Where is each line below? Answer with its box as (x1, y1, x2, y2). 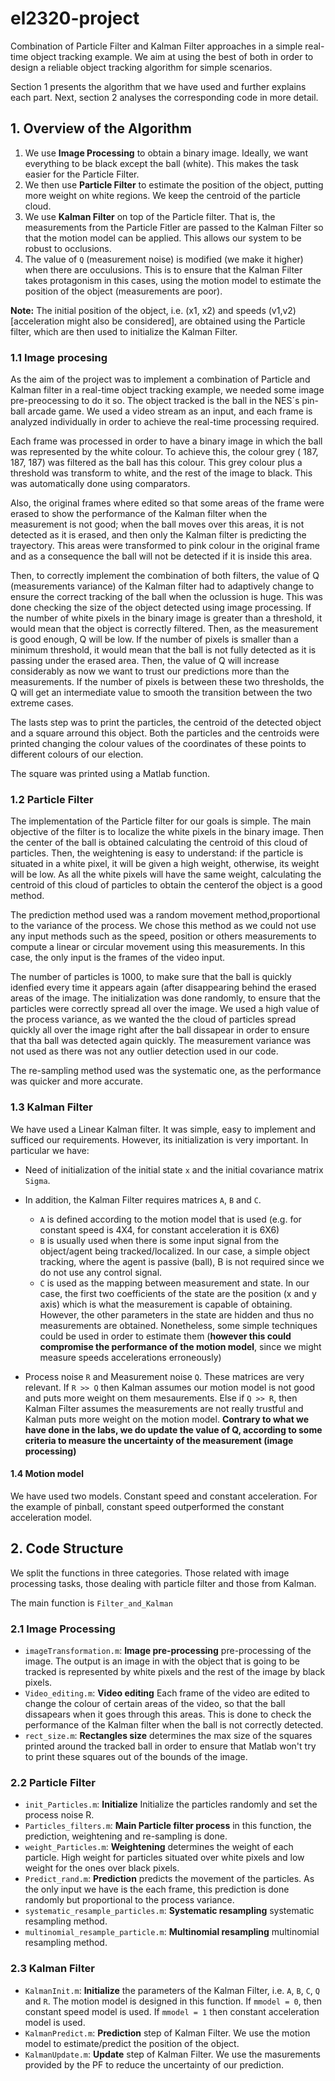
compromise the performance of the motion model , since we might (39, 1340, 322, 1352)
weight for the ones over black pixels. (24, 1862, 180, 1874)
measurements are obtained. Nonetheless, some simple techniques (39, 1319, 318, 1331)
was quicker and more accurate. (10, 1075, 143, 1087)
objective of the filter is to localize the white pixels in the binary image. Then (10, 826, 325, 838)
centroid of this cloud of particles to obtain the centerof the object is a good (10, 879, 323, 891)
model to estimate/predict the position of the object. (24, 2037, 240, 2049)
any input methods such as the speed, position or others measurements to (10, 930, 317, 942)
